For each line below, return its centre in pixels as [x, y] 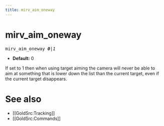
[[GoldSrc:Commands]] [37, 118]
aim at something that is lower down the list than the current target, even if [82, 73]
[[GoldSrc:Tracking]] [34, 113]
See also [23, 99]
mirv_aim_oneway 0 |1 [31, 49]
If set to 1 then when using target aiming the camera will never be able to [80, 68]
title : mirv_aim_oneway [30, 10]
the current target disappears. [36, 79]
